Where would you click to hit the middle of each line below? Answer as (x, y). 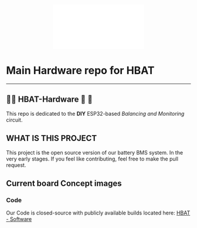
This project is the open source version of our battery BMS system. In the (95, 152)
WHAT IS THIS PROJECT (52, 138)
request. (16, 165)
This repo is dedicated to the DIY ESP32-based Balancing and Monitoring (95, 113)
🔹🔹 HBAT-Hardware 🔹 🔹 (49, 100)
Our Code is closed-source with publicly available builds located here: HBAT (98, 213)
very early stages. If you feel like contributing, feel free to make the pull (92, 159)
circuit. (14, 120)
